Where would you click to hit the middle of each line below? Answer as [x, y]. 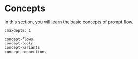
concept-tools [19, 43]
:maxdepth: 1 [18, 30]
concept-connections [26, 52]
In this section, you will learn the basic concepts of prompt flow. [69, 22]
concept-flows [19, 39]
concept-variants [22, 47]
